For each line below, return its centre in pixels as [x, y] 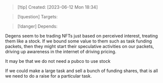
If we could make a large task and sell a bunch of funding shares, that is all [81, 71]
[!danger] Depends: [37, 26]
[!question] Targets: [38, 17]
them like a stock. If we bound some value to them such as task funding [79, 41]
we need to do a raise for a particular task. [48, 76]
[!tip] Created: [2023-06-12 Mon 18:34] [57, 7]
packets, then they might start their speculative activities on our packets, [80, 46]
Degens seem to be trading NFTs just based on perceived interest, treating [81, 36]
